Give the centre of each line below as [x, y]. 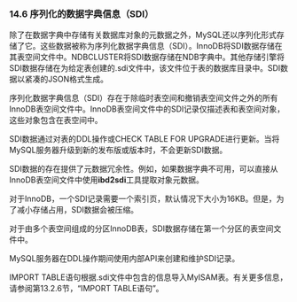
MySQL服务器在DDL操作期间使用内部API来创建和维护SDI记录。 [125, 259]
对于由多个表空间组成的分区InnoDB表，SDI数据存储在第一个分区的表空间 [141, 228]
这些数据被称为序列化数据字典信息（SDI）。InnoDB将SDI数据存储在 [161, 46]
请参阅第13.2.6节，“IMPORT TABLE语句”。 [86, 289]
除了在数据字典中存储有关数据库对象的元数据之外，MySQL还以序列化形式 [143, 35]
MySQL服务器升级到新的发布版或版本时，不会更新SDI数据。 [118, 150]
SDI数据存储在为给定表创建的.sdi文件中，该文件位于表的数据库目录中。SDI [145, 68]
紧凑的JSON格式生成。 [66, 79]
